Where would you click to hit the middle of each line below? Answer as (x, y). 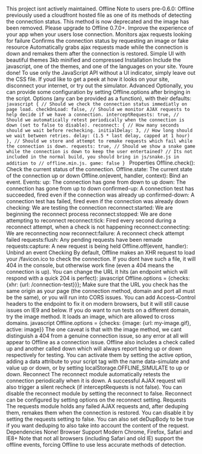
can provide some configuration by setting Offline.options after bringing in (98, 92)
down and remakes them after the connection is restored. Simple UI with (96, 53)
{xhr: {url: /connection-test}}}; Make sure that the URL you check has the (97, 285)
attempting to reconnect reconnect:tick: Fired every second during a (91, 220)
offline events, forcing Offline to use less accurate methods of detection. (96, 445)
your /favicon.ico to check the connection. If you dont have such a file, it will (101, 259)
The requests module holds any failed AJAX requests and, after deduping (97, 406)
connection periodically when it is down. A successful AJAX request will (96, 380)
